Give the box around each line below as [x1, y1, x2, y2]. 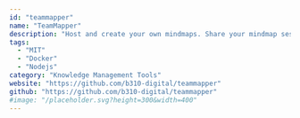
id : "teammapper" [9, 12, 74, 22]
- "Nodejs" [17, 63, 58, 72]
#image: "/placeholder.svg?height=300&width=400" [9, 95, 198, 105]
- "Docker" [17, 54, 58, 63]
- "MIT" [17, 46, 46, 55]
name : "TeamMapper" [9, 21, 82, 30]
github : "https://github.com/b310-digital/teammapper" [9, 87, 218, 96]
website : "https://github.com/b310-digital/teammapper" [9, 79, 221, 88]
